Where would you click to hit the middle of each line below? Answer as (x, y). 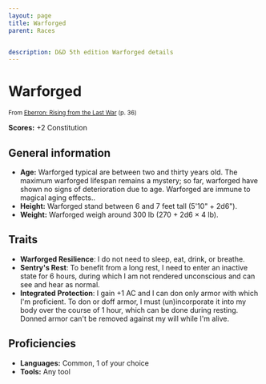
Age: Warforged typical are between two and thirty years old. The (129, 172)
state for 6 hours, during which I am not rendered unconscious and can (137, 276)
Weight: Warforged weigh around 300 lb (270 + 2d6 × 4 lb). (119, 214)
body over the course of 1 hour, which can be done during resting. (129, 310)
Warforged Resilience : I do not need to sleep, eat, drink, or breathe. (133, 259)
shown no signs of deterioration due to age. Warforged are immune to (135, 189)
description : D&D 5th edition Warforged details (91, 52)
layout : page (30, 16)
